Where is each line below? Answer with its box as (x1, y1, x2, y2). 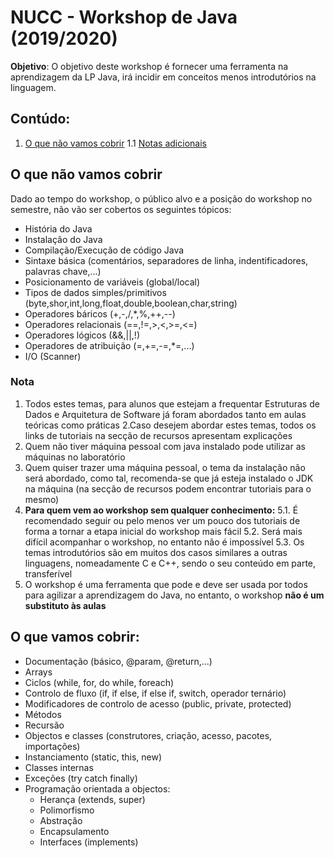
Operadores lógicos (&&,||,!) (24, 329, 140, 341)
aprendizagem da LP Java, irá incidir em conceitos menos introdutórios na (10, 71, 317, 83)
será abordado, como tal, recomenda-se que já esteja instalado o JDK (24, 472, 314, 484)
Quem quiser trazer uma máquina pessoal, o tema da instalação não (24, 461, 306, 473)
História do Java (24, 222, 93, 235)
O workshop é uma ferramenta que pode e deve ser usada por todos (24, 578, 308, 590)
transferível (24, 567, 73, 580)
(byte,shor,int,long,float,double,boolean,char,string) (24, 297, 238, 309)
